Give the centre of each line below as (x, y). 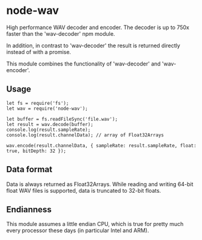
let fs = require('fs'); (38, 103)
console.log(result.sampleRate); (49, 130)
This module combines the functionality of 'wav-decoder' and (83, 64)
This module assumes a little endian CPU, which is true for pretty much (95, 224)
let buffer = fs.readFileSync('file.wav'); (62, 119)
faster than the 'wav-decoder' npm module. (61, 33)
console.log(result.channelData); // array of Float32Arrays (85, 135)
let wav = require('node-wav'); (47, 108)
